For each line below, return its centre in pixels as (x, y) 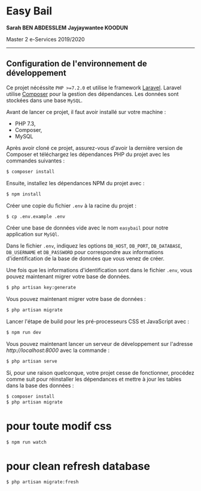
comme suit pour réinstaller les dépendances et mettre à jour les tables (94, 379)
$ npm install (24, 194)
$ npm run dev (24, 333)
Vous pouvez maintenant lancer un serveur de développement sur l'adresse (100, 344)
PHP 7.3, (25, 123)
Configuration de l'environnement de (77, 64)
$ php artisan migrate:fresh (42, 482)
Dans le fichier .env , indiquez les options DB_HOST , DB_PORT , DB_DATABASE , (94, 246)
